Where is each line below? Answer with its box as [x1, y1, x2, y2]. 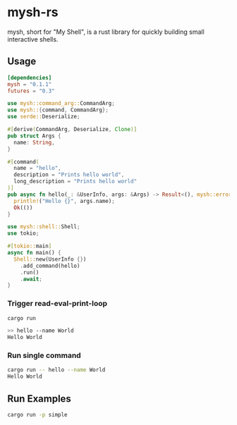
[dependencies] [7, 74, 52, 81]
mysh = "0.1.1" [7, 80, 52, 88]
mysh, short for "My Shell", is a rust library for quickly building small [7, 27, 205, 36]
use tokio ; [7, 230, 39, 237]
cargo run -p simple [7, 412, 68, 419]
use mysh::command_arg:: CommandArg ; [7, 100, 115, 107]
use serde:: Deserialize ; [7, 113, 80, 121]
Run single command [7, 350, 81, 360]
